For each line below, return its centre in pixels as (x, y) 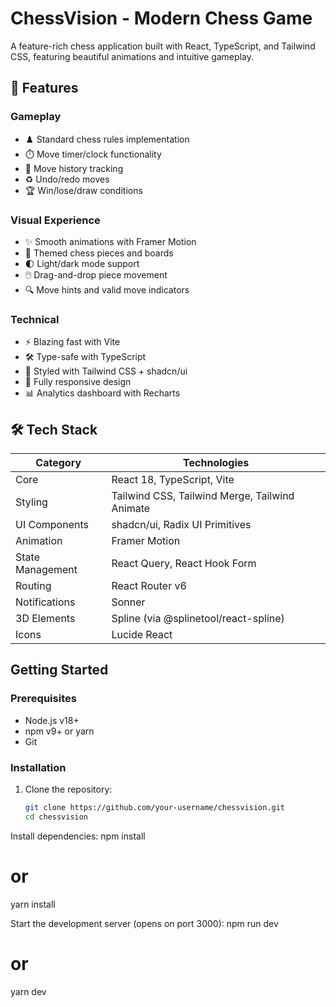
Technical (35, 319)
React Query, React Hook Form (184, 564)
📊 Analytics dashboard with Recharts (102, 393)
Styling (31, 502)
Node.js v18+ (52, 720)
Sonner (128, 602)
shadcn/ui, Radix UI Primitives (181, 525)
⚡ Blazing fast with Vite (72, 342)
